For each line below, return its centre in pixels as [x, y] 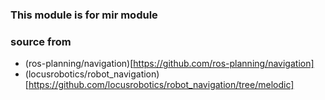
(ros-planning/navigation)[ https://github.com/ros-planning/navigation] [169, 64]
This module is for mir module [84, 15]
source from [41, 41]
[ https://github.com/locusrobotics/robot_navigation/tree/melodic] [159, 85]
